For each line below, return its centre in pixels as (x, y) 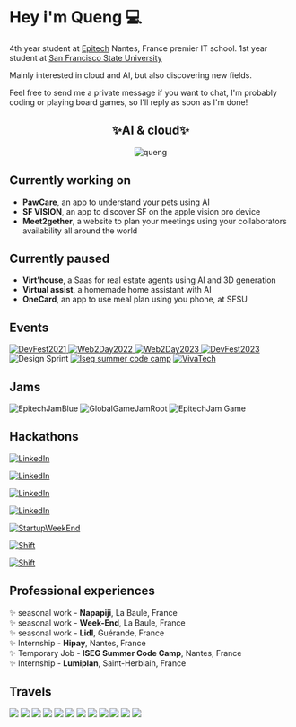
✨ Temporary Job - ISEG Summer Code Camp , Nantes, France (126, 653)
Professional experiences (82, 591)
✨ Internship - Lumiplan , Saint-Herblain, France (98, 663)
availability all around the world (80, 231)
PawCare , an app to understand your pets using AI (116, 202)
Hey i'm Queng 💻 (76, 18)
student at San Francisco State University (86, 57)
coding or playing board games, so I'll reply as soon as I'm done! (129, 102)
